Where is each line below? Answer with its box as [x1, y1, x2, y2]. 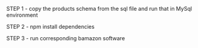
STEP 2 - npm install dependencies [6, 23, 95, 30]
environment [6, 11, 38, 19]
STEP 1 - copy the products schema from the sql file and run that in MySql [6, 5, 193, 12]
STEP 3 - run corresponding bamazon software [6, 35, 126, 41]
